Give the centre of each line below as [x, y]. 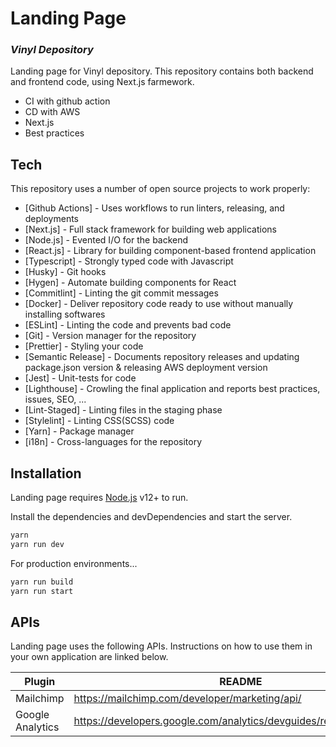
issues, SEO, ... [55, 399]
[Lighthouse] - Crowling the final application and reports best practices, [172, 389]
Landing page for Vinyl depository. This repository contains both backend [162, 71]
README [241, 682]
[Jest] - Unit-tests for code [80, 378]
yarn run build [42, 582]
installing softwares [65, 314]
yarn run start [42, 591]
